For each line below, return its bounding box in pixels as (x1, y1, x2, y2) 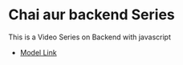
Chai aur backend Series (8, 6, 175, 24)
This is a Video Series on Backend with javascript (8, 32, 171, 42)
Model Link (19, 47, 58, 57)
